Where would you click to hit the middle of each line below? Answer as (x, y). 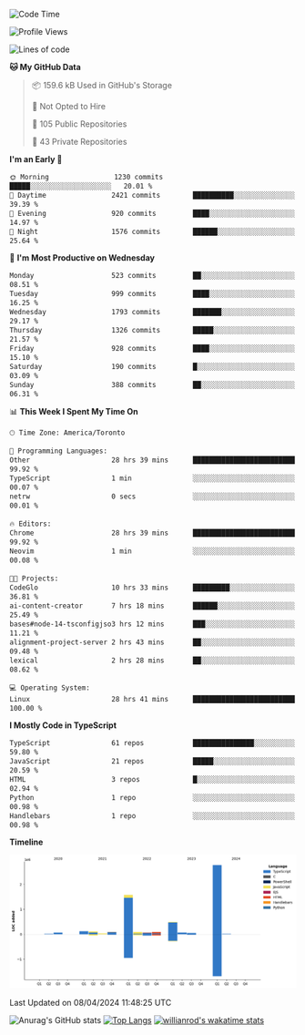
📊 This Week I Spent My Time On (74, 411)
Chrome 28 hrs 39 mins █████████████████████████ (152, 533)
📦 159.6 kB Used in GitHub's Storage (102, 85)
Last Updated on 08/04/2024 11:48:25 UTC (91, 1002)
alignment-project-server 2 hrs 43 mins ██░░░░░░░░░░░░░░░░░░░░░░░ (152, 642)
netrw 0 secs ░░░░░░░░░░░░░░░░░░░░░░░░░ (152, 497)
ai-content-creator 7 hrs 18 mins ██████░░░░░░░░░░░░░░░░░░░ (152, 606)
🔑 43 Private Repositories (79, 142)
